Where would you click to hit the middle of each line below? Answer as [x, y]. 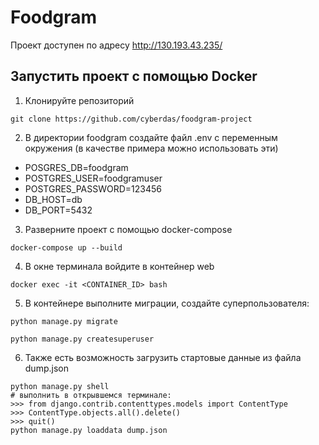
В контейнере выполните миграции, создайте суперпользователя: [167, 303]
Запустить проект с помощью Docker [134, 76]
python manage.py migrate [64, 321]
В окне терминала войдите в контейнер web [119, 266]
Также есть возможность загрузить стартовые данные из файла [163, 357]
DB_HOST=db [53, 199]
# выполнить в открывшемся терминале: [91, 395]
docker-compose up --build [66, 247]
